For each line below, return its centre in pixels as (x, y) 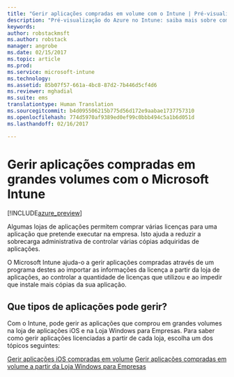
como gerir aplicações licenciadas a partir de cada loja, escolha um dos (110, 338)
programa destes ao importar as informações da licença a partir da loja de (114, 270)
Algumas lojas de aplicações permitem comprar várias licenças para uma (112, 226)
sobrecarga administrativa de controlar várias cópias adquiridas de (103, 242)
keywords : (22, 26)
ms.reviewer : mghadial (40, 91)
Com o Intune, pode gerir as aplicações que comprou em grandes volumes (115, 323)
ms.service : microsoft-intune (51, 72)
